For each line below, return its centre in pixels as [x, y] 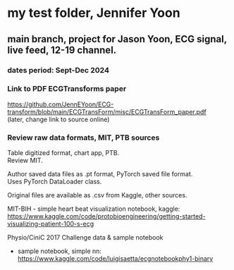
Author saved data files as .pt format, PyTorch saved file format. [100, 174]
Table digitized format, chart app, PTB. [63, 153]
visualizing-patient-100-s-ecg [51, 224]
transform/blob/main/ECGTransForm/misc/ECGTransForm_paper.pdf [107, 111]
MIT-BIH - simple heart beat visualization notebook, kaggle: [94, 209]
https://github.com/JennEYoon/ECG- [61, 104]
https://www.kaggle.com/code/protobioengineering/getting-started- [106, 216]
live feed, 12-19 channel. [62, 50]
